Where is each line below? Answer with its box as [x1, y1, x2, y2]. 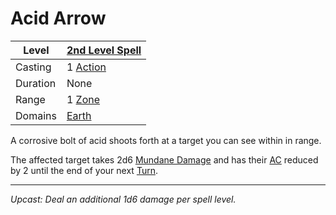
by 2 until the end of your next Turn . [10, 164, 158, 176]
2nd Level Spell [66, 43, 142, 57]
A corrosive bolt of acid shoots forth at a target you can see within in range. [10, 134, 322, 146]
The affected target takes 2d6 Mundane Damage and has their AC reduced [10, 153, 319, 166]
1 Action [66, 60, 107, 74]
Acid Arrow [10, 7, 107, 30]
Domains [15, 108, 57, 122]
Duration [15, 76, 57, 90]
